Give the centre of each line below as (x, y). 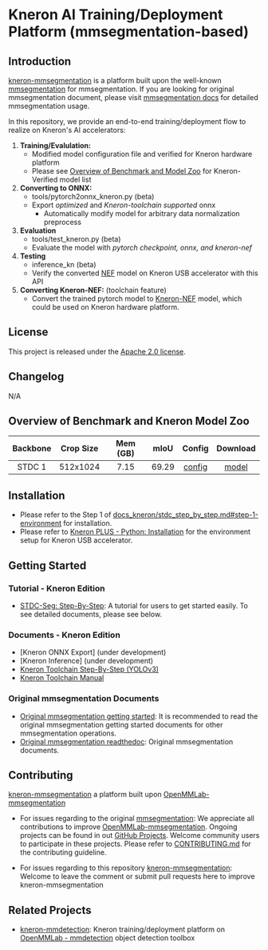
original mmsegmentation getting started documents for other (121, 724)
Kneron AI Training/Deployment (116, 15)
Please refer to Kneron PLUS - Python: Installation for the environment (135, 532)
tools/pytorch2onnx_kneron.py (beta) (93, 196)
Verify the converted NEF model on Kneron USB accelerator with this (145, 273)
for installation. (88, 523)
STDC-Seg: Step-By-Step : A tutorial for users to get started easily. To (134, 605)
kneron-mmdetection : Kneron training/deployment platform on (122, 929)
